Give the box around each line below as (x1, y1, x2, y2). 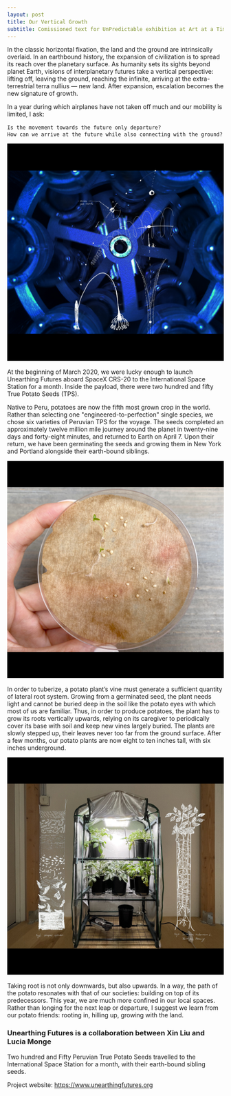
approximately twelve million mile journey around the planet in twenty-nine (7, 425, 219, 434)
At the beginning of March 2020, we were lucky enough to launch (7, 368, 193, 376)
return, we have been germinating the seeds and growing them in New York (7, 440, 221, 448)
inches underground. (7, 744, 67, 752)
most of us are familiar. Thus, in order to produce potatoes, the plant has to (7, 707, 220, 715)
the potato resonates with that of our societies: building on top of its (7, 989, 199, 997)
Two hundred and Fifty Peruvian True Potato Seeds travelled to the (7, 1053, 196, 1061)
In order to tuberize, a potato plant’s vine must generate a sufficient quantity (7, 685, 223, 693)
